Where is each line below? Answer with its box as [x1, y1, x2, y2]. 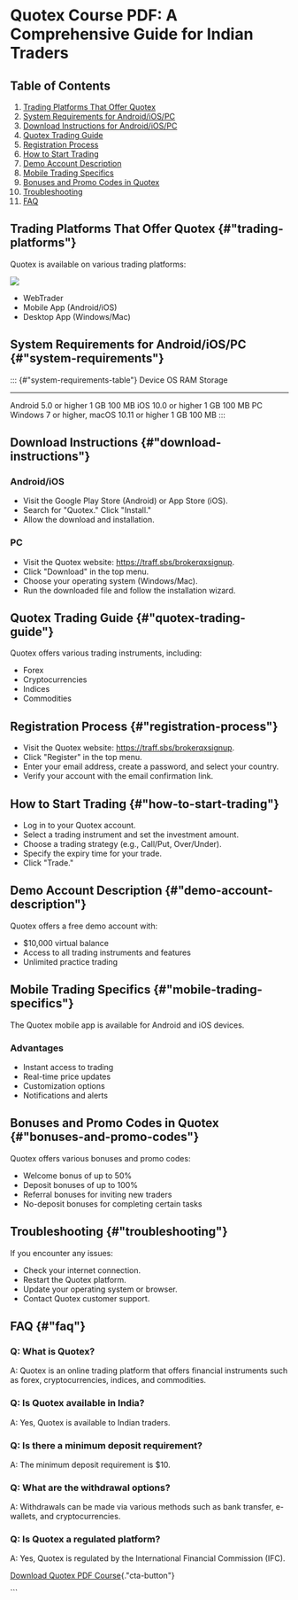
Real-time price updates [22, 1071, 111, 1082]
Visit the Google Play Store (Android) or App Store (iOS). [22, 495, 228, 506]
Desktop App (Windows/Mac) [22, 311, 131, 322]
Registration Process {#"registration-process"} [10, 718, 279, 734]
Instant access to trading [22, 1061, 114, 1072]
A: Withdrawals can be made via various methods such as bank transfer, [10, 1502, 274, 1512]
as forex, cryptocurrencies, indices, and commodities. [10, 1375, 207, 1386]
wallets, [10, 1511, 39, 1522]
